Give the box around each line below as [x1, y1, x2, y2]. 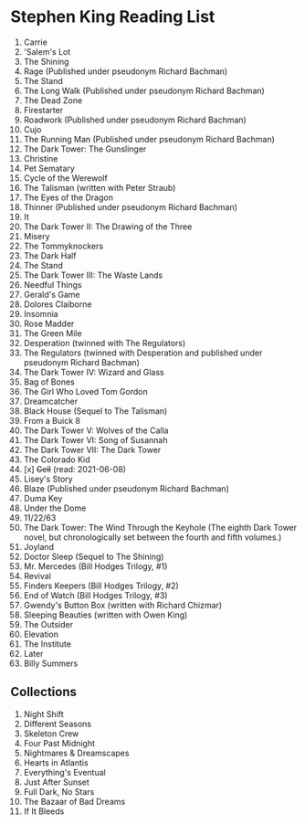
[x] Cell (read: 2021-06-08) [23, 463, 127, 474]
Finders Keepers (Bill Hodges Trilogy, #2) [23, 580, 179, 591]
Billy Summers [23, 658, 79, 669]
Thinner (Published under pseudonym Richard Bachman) [23, 201, 238, 212]
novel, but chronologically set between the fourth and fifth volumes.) [23, 532, 282, 543]
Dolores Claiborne [23, 299, 92, 310]
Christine [23, 153, 58, 164]
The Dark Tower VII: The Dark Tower [23, 444, 162, 455]
